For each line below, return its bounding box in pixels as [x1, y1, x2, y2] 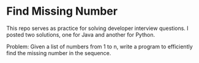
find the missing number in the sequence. [6, 49, 111, 56]
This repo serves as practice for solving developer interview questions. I [6, 24, 189, 32]
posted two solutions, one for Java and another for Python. [6, 31, 155, 38]
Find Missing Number [6, 4, 118, 18]
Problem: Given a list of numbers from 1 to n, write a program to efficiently [6, 43, 193, 50]
